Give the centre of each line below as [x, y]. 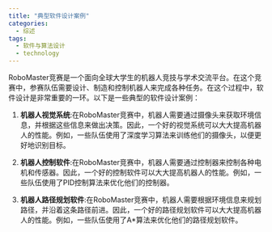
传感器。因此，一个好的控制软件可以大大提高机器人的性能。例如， [144, 172]
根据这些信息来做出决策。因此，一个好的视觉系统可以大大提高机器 [151, 125]
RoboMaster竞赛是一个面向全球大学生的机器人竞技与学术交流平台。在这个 [132, 77]
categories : [28, 23]
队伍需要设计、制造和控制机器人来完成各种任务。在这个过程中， [150, 87]
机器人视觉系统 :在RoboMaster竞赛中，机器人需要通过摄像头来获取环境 [137, 115]
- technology [38, 53]
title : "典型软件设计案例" [49, 16]
